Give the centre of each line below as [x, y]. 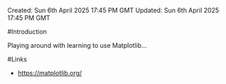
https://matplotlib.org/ [50, 73]
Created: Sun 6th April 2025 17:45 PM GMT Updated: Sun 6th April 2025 [113, 10]
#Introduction [27, 32]
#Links [17, 59]
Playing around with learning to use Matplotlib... [77, 45]
